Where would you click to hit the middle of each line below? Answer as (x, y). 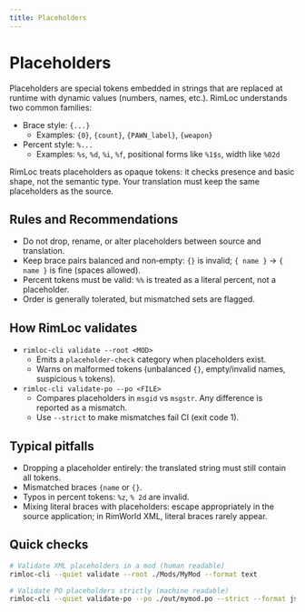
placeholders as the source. (61, 191)
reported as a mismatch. (82, 408)
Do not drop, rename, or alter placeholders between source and (142, 241)
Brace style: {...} (56, 125)
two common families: (51, 107)
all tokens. (42, 477)
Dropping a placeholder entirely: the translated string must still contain (154, 468)
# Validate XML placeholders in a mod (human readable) (117, 566)
